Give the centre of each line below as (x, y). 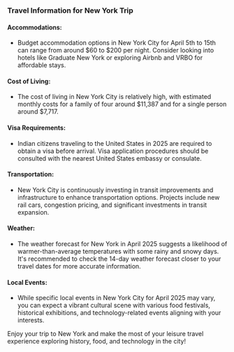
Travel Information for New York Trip (71, 11)
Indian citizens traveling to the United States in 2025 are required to (115, 143)
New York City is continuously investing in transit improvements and (115, 190)
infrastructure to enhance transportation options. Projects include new (118, 197)
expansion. (33, 212)
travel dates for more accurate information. (79, 266)
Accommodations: (35, 27)
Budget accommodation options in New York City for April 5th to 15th (117, 43)
